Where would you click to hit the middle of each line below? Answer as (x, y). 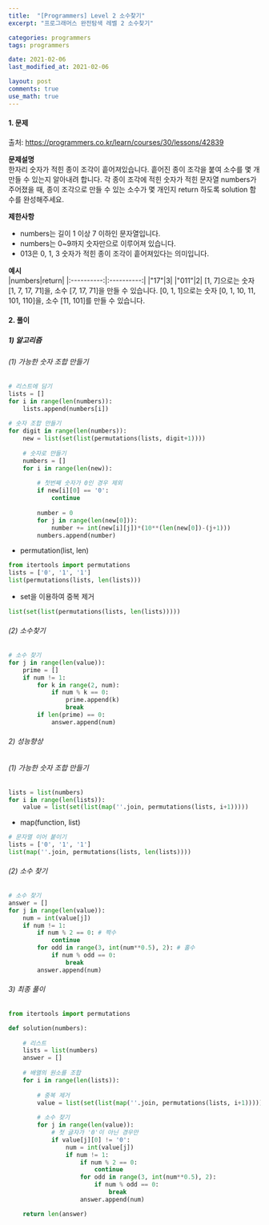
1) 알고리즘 (25, 341)
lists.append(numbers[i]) (66, 409)
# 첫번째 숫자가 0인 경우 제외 (80, 483)
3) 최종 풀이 (27, 989)
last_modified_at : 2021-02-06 (59, 67)
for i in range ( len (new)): (68, 468)
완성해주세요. (44, 199)
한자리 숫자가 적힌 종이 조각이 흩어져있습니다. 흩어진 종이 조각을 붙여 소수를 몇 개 (134, 169)
